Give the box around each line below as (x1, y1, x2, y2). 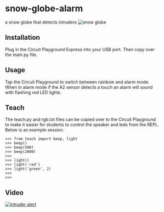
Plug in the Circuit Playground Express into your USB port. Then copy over (5, 46, 155, 52)
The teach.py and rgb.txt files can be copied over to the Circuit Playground (5, 116, 156, 123)
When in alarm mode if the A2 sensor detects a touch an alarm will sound (5, 84, 153, 90)
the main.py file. (5, 52, 38, 57)
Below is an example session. (5, 127, 65, 133)
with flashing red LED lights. (5, 89, 62, 95)
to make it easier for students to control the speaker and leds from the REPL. (5, 122, 159, 128)
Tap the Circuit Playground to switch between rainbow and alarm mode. (5, 79, 150, 85)
